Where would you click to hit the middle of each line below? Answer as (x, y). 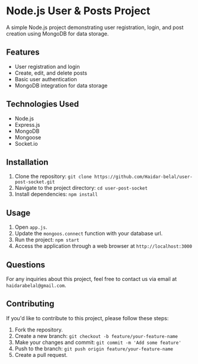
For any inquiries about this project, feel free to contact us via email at (92, 279)
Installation (27, 162)
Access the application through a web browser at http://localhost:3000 (103, 246)
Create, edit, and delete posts (51, 73)
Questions (26, 265)
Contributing (30, 304)
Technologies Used (42, 104)
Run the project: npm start (47, 240)
